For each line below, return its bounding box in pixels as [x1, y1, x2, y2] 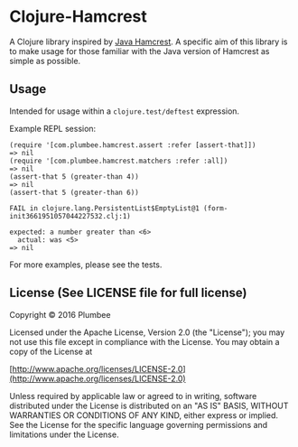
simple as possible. [9, 55, 81, 66]
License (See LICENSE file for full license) [9, 285, 247, 301]
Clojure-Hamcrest [9, 6, 147, 27]
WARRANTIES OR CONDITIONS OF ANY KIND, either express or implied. [9, 409, 278, 421]
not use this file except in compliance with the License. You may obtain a [9, 336, 280, 347]
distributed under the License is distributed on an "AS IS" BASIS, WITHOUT [9, 400, 289, 411]
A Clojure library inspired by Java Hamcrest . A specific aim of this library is [9, 36, 288, 47]
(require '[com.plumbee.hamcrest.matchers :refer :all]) [9, 156, 228, 165]
